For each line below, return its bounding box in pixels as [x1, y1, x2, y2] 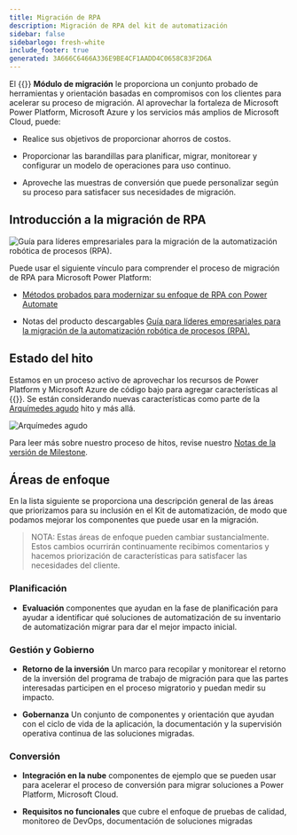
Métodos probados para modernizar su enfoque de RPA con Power [21, 289, 268, 300]
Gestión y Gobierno [9, 643, 95, 656]
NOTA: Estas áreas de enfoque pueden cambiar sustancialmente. [30, 532, 270, 542]
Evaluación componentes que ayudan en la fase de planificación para [21, 603, 278, 613]
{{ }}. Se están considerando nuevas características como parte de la [9, 393, 260, 404]
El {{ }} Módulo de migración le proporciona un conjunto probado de [9, 79, 259, 89]
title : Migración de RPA [9, 12, 101, 22]
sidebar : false [9, 29, 66, 38]
